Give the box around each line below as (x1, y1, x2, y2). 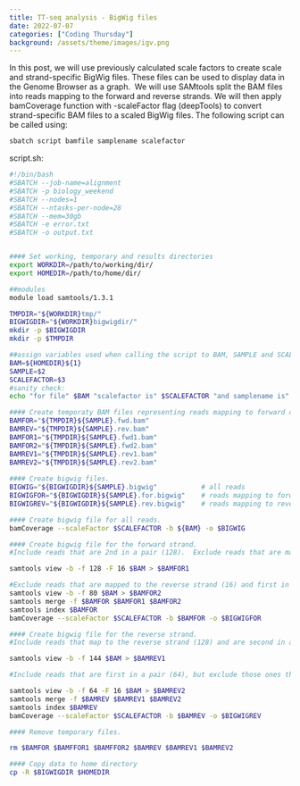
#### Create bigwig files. (9, 474, 110, 483)
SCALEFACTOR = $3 (9, 375, 66, 384)
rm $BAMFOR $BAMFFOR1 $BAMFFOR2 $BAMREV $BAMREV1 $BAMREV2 (9, 743, 234, 753)
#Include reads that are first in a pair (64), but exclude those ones (9, 671, 281, 680)
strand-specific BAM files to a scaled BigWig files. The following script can (9, 110, 285, 121)
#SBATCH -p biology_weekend (9, 187, 114, 196)
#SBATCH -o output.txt (9, 229, 94, 238)
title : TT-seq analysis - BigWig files (9, 13, 158, 22)
